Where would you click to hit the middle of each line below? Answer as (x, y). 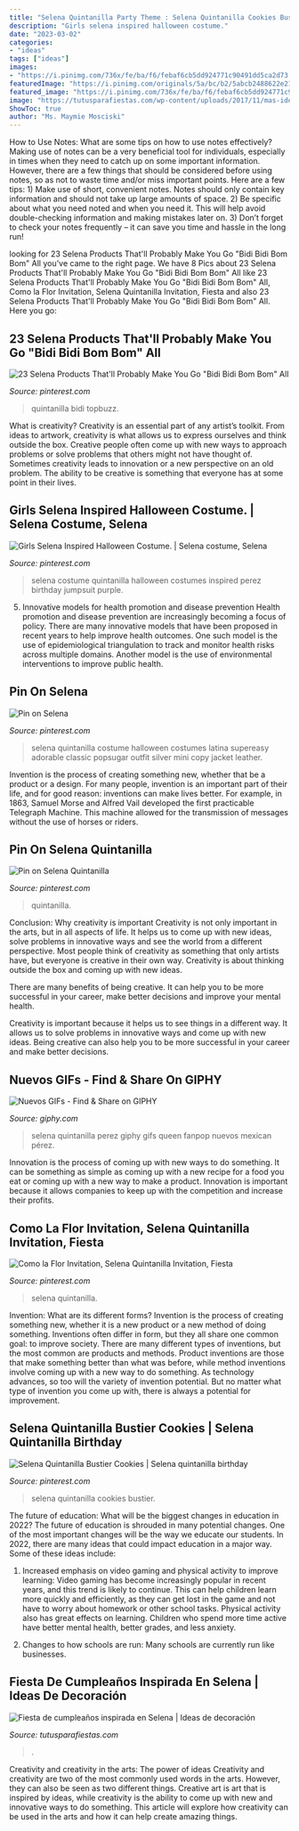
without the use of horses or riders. (74, 822)
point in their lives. (43, 482)
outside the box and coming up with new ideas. (96, 970)
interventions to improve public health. (93, 663)
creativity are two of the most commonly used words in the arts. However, (145, 1778)
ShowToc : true (36, 109)
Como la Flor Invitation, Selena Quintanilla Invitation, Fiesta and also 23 (139, 292)
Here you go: (33, 311)
